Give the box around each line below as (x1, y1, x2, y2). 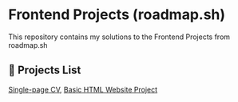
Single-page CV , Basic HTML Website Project (8, 84, 158, 94)
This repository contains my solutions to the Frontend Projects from (8, 32, 230, 41)
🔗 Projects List (8, 64, 81, 77)
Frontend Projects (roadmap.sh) (8, 6, 226, 24)
